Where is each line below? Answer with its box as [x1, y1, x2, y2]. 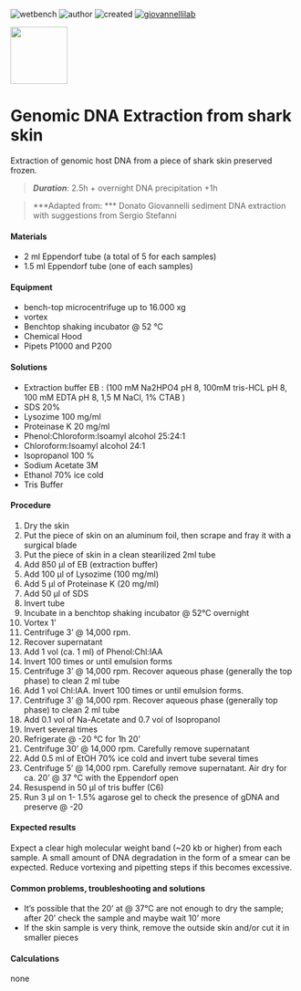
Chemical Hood [23, 331, 83, 342]
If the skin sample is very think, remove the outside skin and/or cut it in [23, 923, 290, 934]
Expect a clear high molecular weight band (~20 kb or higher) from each [10, 842, 283, 853]
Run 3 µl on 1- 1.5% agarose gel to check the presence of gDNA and [23, 791, 280, 802]
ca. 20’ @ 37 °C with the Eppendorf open [23, 772, 179, 783]
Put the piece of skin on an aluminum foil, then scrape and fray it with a [23, 529, 291, 540]
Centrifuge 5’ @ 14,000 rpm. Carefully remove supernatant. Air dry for [23, 762, 287, 773]
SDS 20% [23, 402, 60, 412]
